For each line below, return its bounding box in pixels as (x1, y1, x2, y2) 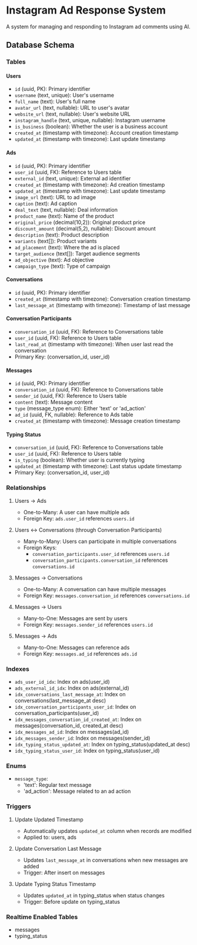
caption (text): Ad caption (14, 200, 78, 207)
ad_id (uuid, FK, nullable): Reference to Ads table (14, 411, 133, 419)
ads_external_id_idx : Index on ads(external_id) (14, 684, 129, 692)
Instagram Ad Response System (6, 4, 166, 17)
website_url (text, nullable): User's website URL (14, 110, 131, 118)
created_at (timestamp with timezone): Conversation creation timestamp (14, 295, 191, 302)
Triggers (6, 802, 31, 811)
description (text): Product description (14, 231, 109, 238)
